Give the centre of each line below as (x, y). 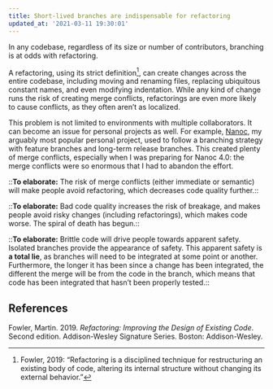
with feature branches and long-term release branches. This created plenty (134, 149)
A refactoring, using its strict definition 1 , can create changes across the (128, 72)
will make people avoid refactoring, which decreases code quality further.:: (134, 190)
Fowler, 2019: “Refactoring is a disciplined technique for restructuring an (141, 360)
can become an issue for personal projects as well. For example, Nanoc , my (135, 132)
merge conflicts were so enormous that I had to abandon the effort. (121, 166)
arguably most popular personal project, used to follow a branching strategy (136, 140)
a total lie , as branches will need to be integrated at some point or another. (133, 256)
